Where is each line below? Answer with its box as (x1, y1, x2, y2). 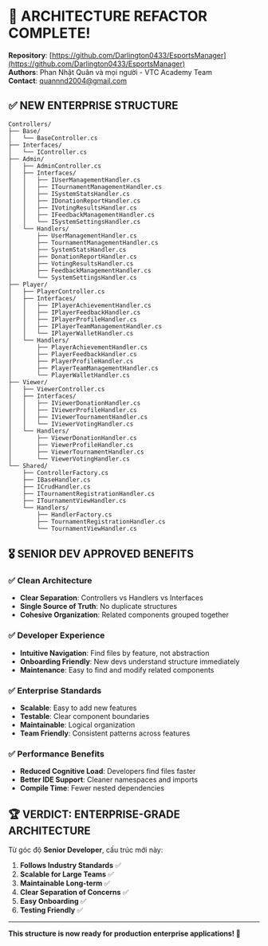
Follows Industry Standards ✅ (19, 861, 122, 870)
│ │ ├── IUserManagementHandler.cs (8, 175, 141, 184)
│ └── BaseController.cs (8, 134, 98, 142)
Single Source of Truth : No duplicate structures (19, 602, 178, 611)
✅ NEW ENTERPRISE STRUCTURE (8, 99, 179, 112)
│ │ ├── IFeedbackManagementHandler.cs (8, 210, 156, 218)
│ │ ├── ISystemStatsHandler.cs (8, 190, 130, 198)
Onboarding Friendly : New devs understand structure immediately (19, 657, 240, 666)
